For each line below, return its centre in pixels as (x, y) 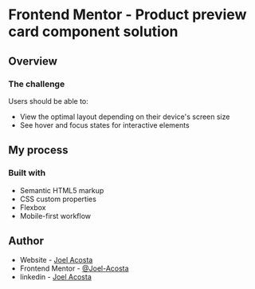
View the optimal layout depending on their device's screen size (125, 117)
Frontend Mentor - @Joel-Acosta (74, 268)
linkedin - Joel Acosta (55, 277)
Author (26, 241)
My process (38, 150)
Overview (33, 61)
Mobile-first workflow (55, 216)
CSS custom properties (58, 199)
